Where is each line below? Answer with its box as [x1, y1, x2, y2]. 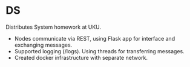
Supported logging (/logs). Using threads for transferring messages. [14, 47, 185, 54]
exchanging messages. [14, 41, 73, 48]
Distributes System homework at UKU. [5, 23, 101, 31]
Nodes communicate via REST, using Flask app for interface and [14, 35, 175, 42]
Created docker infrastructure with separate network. [14, 54, 148, 61]
